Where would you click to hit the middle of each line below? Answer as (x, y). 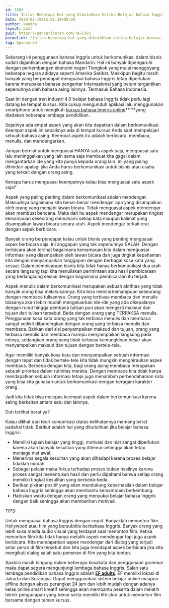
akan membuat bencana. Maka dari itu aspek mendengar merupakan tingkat (84, 213)
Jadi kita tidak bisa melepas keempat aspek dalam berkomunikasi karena (81, 397)
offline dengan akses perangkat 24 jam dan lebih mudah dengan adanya (80, 584)
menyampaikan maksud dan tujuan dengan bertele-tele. (63, 345)
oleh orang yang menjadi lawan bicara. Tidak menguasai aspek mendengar (83, 208)
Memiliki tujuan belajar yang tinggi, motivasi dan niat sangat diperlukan (86, 442)
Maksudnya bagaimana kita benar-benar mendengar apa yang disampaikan (83, 202)
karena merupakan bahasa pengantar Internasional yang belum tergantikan (83, 84)
